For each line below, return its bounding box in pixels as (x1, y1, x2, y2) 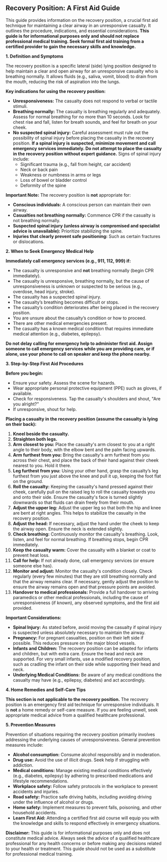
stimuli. (12, 103, 28, 109)
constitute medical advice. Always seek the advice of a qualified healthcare (5, 835, 160, 841)
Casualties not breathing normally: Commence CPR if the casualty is (12, 212, 156, 218)
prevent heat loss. (12, 552, 50, 558)
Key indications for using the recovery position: (5, 88, 106, 94)
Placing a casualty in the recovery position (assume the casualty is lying (5, 416, 158, 422)
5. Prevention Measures (5, 721, 56, 727)
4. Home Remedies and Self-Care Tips (5, 687, 86, 693)
